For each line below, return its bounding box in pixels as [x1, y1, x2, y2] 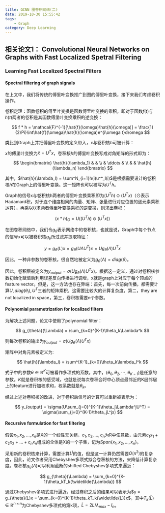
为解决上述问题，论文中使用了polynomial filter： [5, 318, 102, 324]
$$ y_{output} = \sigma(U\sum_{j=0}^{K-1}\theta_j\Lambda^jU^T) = [14, 404, 151, 410]
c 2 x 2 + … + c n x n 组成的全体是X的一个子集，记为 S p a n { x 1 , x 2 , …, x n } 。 [5, 439, 141, 446]
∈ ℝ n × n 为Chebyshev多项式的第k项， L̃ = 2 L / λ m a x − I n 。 [5, 501, 119, 510]
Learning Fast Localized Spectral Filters [5, 67, 102, 74]
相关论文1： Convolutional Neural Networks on [5, 45, 150, 53]
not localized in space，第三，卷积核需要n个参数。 [5, 294, 108, 300]
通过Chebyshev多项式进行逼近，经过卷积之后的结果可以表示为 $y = [5, 488, 141, 495]
